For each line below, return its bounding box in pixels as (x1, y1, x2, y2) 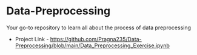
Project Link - (15, 35, 49, 42)
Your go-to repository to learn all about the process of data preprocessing (6, 24, 192, 31)
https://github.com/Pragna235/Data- (50, 35, 142, 42)
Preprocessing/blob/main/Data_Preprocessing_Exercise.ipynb (15, 42, 170, 49)
